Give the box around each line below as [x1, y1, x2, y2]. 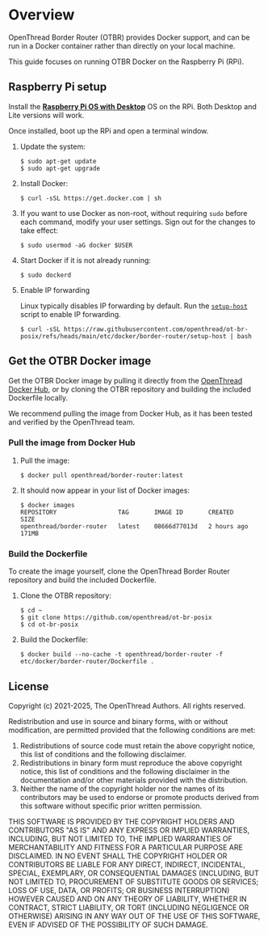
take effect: [19, 225, 59, 235]
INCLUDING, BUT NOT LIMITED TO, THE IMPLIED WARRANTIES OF [8, 833, 232, 843]
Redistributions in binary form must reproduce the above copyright [19, 758, 242, 768]
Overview [8, 6, 75, 24]
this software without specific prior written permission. [19, 801, 203, 811]
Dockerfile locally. [8, 392, 69, 402]
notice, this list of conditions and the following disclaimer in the [19, 766, 230, 776]
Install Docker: [19, 178, 69, 188]
